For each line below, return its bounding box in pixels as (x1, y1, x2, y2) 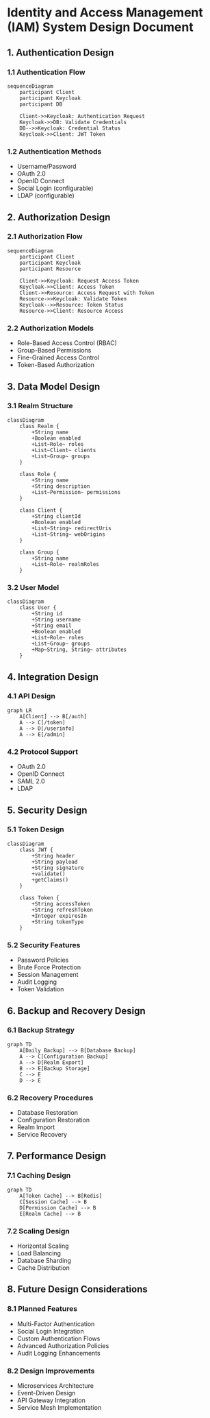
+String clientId (31, 512, 81, 519)
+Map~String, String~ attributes (31, 646, 127, 653)
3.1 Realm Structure (7, 401, 73, 411)
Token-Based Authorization (16, 361, 94, 369)
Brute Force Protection (16, 963, 81, 971)
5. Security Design (7, 804, 88, 816)
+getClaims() (31, 876, 69, 883)
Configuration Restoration (16, 1116, 90, 1124)
